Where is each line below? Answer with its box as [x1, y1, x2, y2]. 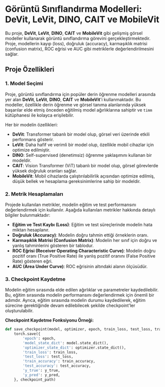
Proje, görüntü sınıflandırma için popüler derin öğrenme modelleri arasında [5, 91, 156, 97]
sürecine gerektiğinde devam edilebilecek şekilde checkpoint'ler [5, 302, 136, 308]
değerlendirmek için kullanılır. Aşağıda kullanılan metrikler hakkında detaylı [5, 207, 156, 212]
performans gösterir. [12, 136, 54, 142]
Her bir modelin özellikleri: [5, 121, 58, 127]
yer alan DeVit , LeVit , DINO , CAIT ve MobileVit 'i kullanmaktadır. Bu [5, 96, 141, 102]
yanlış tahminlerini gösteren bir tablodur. [12, 242, 94, 248]
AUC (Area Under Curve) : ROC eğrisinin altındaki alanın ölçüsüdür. [12, 263, 148, 269]
